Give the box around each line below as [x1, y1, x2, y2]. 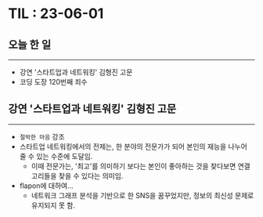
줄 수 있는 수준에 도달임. [19, 151, 93, 161]
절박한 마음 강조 [19, 132, 65, 141]
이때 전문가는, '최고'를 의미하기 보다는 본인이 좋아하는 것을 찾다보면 [31, 161, 236, 171]
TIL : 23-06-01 [8, 5, 104, 23]
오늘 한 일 [8, 38, 52, 51]
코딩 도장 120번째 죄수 [19, 78, 88, 86]
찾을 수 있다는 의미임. [58, 171, 124, 180]
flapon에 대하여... [19, 181, 74, 190]
